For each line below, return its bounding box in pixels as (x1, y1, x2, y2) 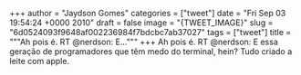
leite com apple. (9, 56, 70, 66)
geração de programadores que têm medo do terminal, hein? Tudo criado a (9, 46, 293, 57)
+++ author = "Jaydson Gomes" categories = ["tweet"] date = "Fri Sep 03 (9, 8, 286, 18)
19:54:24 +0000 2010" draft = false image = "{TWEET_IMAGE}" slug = (9, 17, 274, 28)
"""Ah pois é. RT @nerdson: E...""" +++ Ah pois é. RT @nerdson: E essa (9, 36, 278, 47)
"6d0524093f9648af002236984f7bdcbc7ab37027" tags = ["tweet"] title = (9, 27, 292, 37)
